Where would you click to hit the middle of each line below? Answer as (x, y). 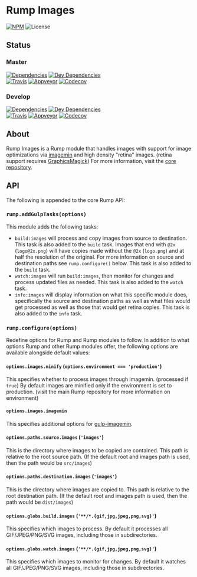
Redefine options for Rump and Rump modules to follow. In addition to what (98, 340)
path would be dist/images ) (40, 502)
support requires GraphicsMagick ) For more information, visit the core (91, 161)
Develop (18, 96)
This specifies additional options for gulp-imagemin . (69, 423)
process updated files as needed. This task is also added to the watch (99, 282)
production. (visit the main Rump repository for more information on (88, 392)
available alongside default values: (48, 353)
